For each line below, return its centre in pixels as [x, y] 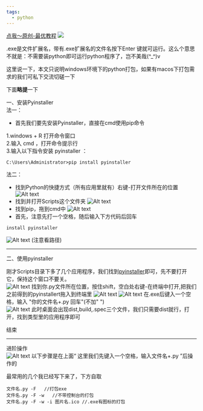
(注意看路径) [47, 239]
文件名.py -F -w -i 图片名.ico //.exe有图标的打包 [66, 402]
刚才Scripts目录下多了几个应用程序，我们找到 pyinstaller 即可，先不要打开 [97, 271]
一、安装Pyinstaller [30, 102]
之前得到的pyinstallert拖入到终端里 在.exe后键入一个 [96, 294]
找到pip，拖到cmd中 [40, 209]
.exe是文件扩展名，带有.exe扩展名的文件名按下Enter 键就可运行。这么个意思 [101, 48]
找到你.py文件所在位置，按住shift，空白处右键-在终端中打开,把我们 [114, 286]
